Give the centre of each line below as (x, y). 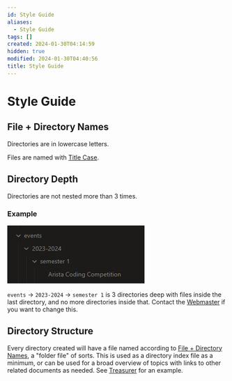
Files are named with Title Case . (53, 157)
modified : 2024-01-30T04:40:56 (53, 59)
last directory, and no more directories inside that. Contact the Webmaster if (116, 302)
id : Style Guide (31, 15)
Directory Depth (43, 179)
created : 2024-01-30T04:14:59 (51, 44)
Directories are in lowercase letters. (58, 143)
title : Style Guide (36, 66)
